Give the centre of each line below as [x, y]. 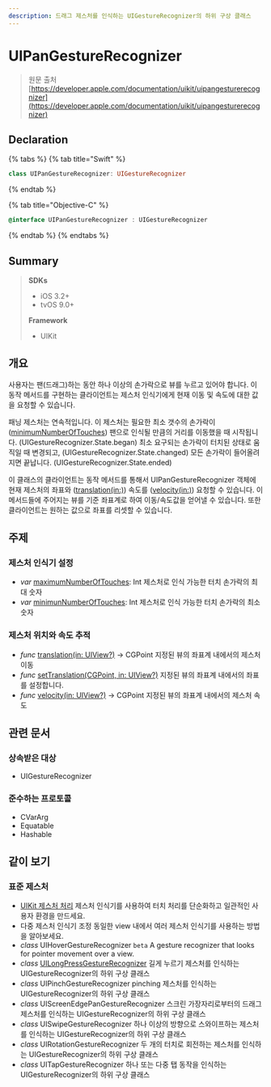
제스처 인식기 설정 [41, 563]
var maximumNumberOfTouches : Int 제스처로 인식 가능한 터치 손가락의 [135, 582]
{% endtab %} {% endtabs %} [59, 236]
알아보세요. [47, 936]
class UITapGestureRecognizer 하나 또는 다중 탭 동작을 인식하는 [123, 1064]
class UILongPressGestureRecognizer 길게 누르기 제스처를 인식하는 [130, 963]
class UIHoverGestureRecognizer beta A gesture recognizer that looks [137, 945]
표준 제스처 [29, 887]
